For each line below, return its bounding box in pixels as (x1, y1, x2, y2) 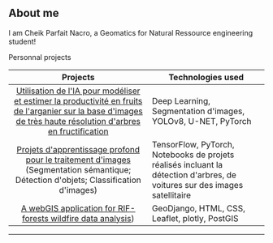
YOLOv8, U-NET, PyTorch (151, 115, 252, 126)
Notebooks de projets (151, 149, 235, 160)
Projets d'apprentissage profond (16, 143, 141, 155)
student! (8, 36, 37, 46)
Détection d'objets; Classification (15, 174, 141, 185)
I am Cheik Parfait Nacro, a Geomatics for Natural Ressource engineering (8, 28, 253, 37)
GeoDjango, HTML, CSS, (151, 202, 245, 214)
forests (21, 212, 49, 224)
